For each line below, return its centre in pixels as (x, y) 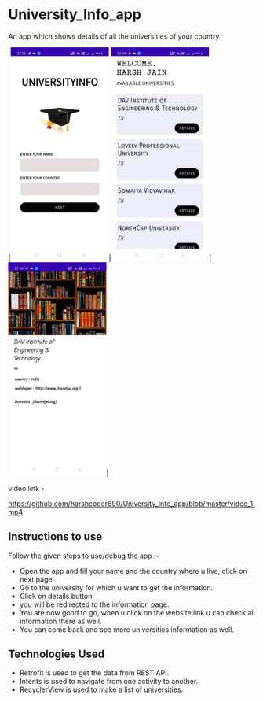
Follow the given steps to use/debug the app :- (84, 556)
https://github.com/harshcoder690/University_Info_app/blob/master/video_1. (131, 503)
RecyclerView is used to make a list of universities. (101, 689)
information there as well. (60, 621)
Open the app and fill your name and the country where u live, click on (133, 571)
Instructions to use (55, 537)
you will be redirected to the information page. (94, 604)
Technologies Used (56, 654)
